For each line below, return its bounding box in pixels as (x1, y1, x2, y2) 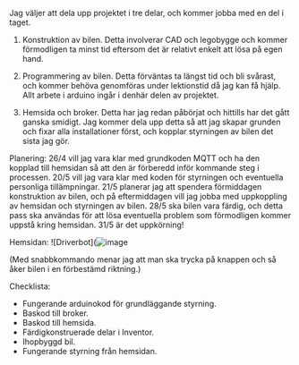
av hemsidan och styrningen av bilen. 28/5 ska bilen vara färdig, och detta (9, 200, 284, 211)
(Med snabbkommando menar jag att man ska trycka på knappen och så (9, 254, 277, 265)
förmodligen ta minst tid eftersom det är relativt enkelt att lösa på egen (21, 44, 283, 55)
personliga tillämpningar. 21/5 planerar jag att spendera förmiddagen (9, 182, 262, 191)
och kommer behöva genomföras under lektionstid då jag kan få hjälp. (21, 81, 281, 90)
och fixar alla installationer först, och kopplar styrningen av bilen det (21, 126, 274, 137)
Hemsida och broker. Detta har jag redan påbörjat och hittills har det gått (21, 107, 290, 117)
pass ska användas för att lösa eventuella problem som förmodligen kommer (9, 210, 292, 220)
